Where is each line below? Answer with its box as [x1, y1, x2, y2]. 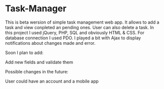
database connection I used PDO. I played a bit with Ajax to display [5, 35, 141, 41]
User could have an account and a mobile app [5, 78, 99, 84]
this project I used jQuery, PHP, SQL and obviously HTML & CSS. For [5, 30, 145, 35]
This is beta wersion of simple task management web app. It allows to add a [5, 19, 160, 25]
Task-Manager [5, 3, 67, 14]
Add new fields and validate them [5, 59, 73, 65]
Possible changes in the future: [5, 68, 69, 74]
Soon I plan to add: [5, 50, 43, 56]
